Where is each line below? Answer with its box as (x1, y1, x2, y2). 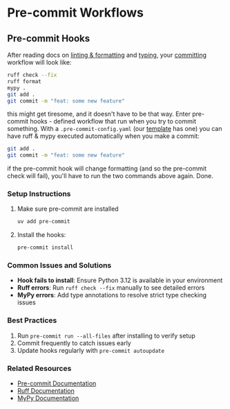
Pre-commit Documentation (17, 379, 97, 388)
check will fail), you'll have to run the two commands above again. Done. (7, 172, 214, 180)
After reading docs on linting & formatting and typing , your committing (7, 51, 207, 59)
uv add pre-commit (17, 218, 70, 225)
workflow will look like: (7, 58, 72, 67)
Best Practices (7, 315, 57, 325)
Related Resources (7, 363, 72, 373)
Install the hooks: (17, 231, 66, 239)
